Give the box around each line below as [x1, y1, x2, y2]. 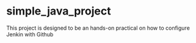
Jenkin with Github [6, 30, 54, 38]
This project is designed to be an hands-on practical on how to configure [6, 24, 191, 31]
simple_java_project [6, 4, 111, 18]
